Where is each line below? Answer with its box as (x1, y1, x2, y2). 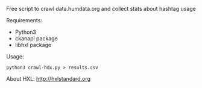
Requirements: (6, 17, 42, 24)
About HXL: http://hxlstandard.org (6, 75, 90, 82)
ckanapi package (14, 35, 58, 42)
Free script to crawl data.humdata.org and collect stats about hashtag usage (6, 5, 196, 12)
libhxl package (14, 42, 52, 48)
